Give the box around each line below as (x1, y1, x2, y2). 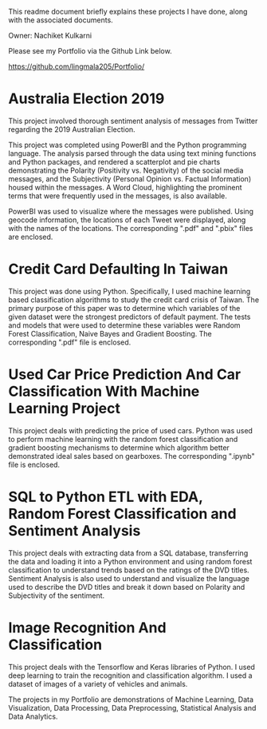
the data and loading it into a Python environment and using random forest (8, 556, 253, 566)
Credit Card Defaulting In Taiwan (8, 260, 229, 278)
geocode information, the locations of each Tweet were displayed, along (8, 215, 246, 225)
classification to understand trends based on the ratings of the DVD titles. (8, 565, 249, 575)
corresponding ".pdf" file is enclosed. (8, 337, 132, 347)
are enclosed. (8, 232, 53, 241)
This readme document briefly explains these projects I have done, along (8, 7, 248, 16)
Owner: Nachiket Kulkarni (8, 31, 92, 40)
